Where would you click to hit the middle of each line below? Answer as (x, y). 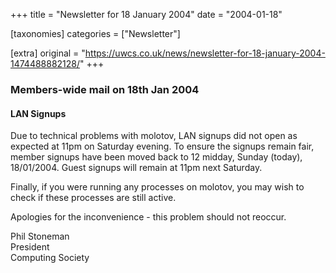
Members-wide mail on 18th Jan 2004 (105, 89)
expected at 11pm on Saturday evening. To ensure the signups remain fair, (162, 146)
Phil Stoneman (40, 236)
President (30, 247)
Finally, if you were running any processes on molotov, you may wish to (157, 187)
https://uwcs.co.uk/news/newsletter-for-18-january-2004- (205, 53)
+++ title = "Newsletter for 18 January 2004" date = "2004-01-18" (146, 14)
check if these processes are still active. (93, 198)
